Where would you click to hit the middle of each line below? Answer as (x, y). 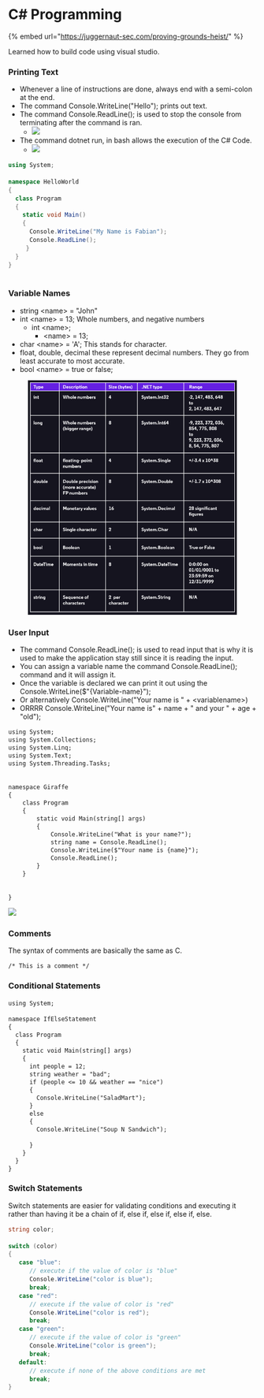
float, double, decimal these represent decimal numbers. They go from (134, 352)
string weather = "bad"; (70, 1074)
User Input (29, 632)
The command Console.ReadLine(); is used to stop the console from (130, 114)
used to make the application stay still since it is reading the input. (126, 658)
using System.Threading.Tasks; (59, 763)
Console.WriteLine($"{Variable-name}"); (85, 691)
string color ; (32, 1229)
